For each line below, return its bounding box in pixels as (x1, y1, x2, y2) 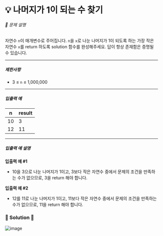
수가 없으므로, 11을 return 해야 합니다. (12, 202, 83, 208)
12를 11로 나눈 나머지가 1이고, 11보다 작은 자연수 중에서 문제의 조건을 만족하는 (12, 196, 157, 201)
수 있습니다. (5, 50, 28, 56)
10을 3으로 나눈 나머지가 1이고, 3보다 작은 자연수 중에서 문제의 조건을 (12, 169, 143, 175)
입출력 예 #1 (5, 158, 28, 164)
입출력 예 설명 (5, 145, 31, 151)
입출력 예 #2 (5, 185, 29, 191)
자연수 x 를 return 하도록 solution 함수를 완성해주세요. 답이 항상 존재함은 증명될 (5, 44, 154, 50)
